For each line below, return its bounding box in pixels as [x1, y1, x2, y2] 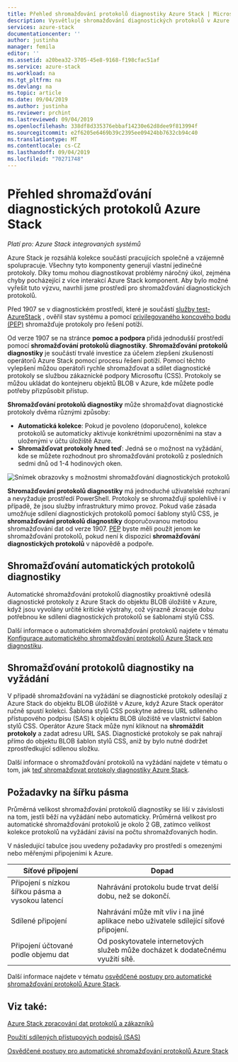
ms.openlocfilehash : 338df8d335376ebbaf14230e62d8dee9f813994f [7, 122, 198, 130]
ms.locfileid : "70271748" [7, 155, 84, 163]
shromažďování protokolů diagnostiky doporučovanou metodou [7, 516, 198, 525]
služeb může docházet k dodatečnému [97, 945, 227, 955]
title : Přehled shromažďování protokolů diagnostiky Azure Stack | [7, 10, 211, 18]
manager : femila [7, 43, 55, 50]
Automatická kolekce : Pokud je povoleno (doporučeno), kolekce [17, 421, 208, 430]
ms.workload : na [7, 70, 55, 77]
